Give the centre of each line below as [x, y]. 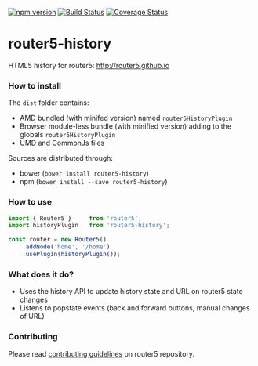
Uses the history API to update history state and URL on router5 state [131, 292]
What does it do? [41, 274]
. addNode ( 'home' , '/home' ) [66, 247]
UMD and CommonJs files [62, 143]
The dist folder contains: [49, 103]
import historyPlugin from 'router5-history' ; [89, 226]
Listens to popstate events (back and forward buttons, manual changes [134, 308]
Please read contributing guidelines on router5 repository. [101, 353]
